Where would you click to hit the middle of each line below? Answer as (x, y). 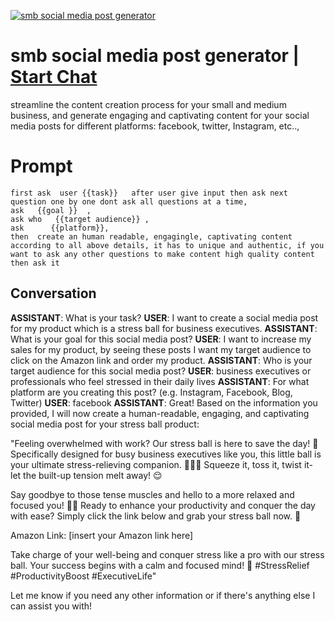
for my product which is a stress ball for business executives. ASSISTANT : (164, 328)
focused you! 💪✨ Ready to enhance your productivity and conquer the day (163, 505)
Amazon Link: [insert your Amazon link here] (102, 535)
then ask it (35, 263)
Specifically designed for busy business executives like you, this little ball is (166, 454)
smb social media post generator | (155, 56)
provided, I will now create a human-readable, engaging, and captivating (160, 413)
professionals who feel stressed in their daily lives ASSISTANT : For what (160, 381)
